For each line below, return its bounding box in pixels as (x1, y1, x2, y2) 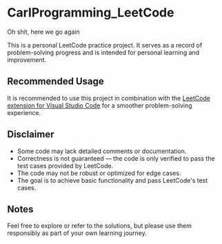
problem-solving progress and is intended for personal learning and (7, 48, 200, 57)
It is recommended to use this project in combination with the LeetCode (7, 94, 210, 102)
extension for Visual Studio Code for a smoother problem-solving (7, 101, 192, 110)
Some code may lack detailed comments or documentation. (17, 147, 187, 155)
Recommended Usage (7, 76, 105, 88)
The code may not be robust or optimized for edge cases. (17, 169, 181, 177)
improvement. (7, 55, 47, 63)
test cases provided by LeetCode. (17, 161, 114, 170)
